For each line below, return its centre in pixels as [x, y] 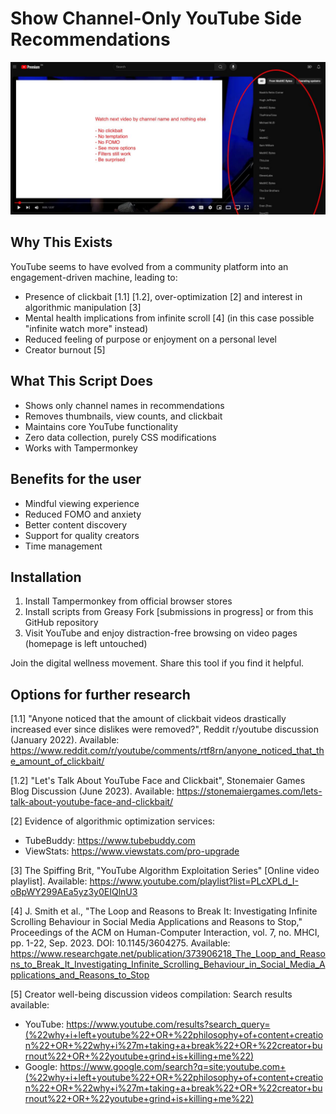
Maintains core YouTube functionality [101, 426]
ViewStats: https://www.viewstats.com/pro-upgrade [132, 851]
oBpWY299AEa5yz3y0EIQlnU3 [74, 892]
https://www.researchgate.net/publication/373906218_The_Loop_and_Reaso [168, 954]
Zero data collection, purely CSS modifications [120, 437]
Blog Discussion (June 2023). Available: [92, 791]
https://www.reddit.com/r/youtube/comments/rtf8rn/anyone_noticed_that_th [167, 751]
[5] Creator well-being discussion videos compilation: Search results [151, 994]
